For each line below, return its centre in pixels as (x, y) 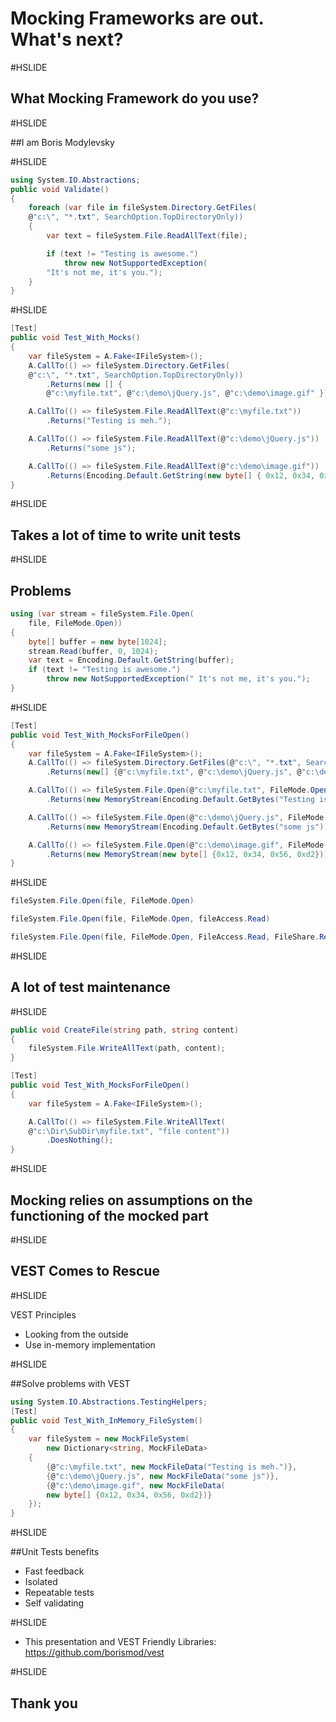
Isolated (41, 1582)
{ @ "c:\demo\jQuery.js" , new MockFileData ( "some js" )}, (163, 1476)
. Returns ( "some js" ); (91, 448)
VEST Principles (43, 1314)
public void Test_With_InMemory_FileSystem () (106, 1420)
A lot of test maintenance (90, 987)
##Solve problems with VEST (70, 1383)
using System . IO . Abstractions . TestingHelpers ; (109, 1402)
